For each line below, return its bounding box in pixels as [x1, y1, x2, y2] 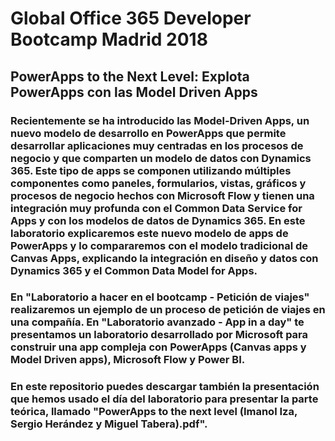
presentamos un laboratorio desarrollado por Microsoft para [10, 328, 309, 342]
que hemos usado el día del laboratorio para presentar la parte [10, 392, 319, 406]
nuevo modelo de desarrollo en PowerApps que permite [10, 126, 287, 140]
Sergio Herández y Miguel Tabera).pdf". [10, 417, 208, 431]
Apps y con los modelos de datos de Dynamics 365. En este [10, 213, 306, 227]
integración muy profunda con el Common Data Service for [10, 201, 303, 215]
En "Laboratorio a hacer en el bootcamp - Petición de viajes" [10, 290, 310, 304]
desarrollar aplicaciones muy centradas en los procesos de [10, 138, 304, 152]
